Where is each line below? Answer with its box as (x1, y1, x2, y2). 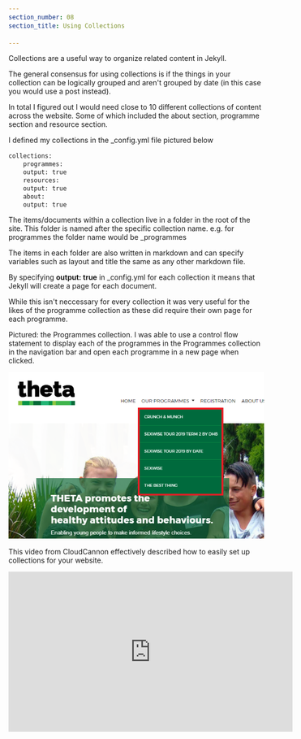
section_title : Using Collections (8, 21, 126, 30)
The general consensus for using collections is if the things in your (8, 69, 231, 79)
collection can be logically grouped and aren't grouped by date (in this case (8, 78, 261, 88)
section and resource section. (8, 120, 108, 129)
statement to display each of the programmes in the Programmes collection (8, 338, 261, 349)
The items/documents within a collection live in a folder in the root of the (8, 215, 251, 225)
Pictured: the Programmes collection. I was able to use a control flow (8, 330, 239, 340)
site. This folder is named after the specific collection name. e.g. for (8, 224, 234, 233)
